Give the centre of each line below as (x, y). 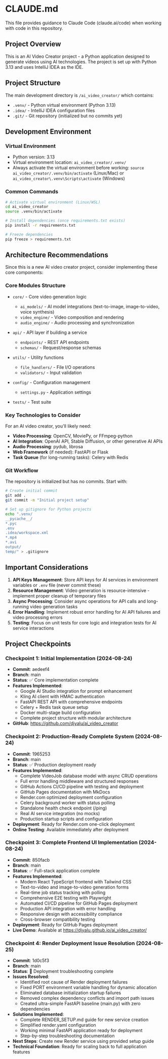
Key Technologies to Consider (43, 415)
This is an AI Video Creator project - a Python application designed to (78, 56)
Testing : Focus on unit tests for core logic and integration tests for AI (85, 622)
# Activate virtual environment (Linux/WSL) (53, 202)
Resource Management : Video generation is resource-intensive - (81, 590)
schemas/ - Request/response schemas (60, 348)
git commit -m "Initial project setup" (47, 500)
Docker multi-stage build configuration (60, 713)
